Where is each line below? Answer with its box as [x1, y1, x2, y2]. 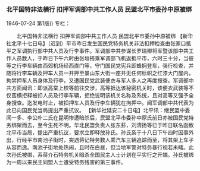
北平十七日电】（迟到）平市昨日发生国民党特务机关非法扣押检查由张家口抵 [11, 40, 192, 47]
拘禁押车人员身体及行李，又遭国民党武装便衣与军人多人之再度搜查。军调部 [6, 77, 189, 84]
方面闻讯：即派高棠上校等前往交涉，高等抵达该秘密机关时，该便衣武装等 [11, 84, 189, 91]
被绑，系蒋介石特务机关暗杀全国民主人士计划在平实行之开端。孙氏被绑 [21, 151, 194, 159]
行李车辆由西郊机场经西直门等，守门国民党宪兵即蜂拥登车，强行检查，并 [16, 62, 194, 69]
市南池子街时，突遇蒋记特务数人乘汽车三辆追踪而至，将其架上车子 [32, 137, 194, 144]
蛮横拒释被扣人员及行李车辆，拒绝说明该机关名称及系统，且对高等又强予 [11, 92, 189, 99]
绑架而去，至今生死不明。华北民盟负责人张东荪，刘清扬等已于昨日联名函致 [11, 122, 194, 129]
